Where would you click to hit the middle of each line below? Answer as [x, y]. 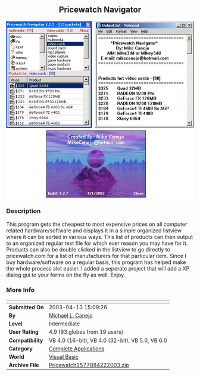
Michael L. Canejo [71, 315]
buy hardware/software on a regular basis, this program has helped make [96, 262]
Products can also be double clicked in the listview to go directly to [88, 249]
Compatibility [26, 340]
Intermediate [64, 324]
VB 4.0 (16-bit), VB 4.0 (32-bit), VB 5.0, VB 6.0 [108, 340]
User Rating [24, 332]
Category [21, 349]
